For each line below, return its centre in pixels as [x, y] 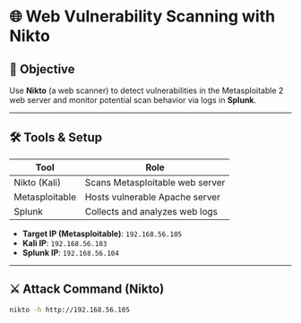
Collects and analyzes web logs [151, 211]
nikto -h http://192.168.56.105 [69, 310]
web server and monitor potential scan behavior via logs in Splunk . [133, 100]
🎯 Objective [42, 69]
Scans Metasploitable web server [155, 183]
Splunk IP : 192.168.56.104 [70, 252]
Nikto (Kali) [37, 183]
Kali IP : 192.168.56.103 [64, 242]
